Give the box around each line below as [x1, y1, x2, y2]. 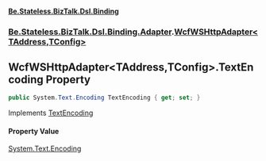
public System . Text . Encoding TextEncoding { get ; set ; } [8, 94, 201, 102]
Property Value [8, 126, 60, 136]
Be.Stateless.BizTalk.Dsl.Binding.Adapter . [8, 26, 175, 37]
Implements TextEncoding [8, 108, 94, 118]
